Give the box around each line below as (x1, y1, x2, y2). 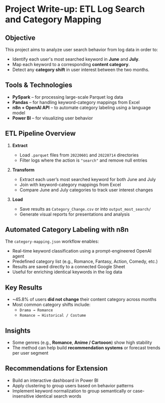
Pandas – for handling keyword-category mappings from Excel (12, 99, 140, 105)
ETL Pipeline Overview (5, 129, 76, 138)
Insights (5, 327, 31, 335)
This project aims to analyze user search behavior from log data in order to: (5, 47, 158, 52)
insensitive (12, 393, 34, 399)
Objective (5, 34, 36, 42)
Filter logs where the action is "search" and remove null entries (19, 157, 148, 163)
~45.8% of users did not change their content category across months (12, 296, 157, 302)
